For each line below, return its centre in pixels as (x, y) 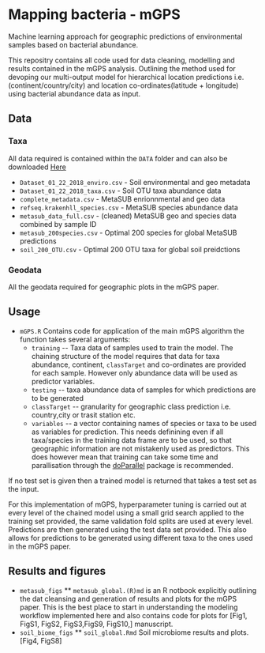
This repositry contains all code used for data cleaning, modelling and (121, 60)
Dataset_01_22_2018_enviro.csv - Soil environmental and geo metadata (135, 182)
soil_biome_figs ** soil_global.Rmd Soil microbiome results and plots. (134, 632)
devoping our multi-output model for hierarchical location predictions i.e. (126, 77)
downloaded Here (37, 167)
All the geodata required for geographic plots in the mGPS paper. (114, 287)
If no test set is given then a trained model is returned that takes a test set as (132, 481)
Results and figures (57, 571)
